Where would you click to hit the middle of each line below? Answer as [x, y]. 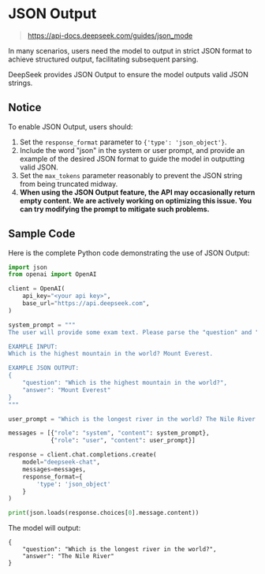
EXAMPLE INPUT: [33, 347]
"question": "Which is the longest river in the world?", [119, 550]
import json [28, 267]
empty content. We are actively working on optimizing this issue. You [136, 200]
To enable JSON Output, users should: [71, 126]
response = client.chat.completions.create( [82, 455]
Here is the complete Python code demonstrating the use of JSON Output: [129, 252]
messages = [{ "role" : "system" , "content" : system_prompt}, [109, 433]
